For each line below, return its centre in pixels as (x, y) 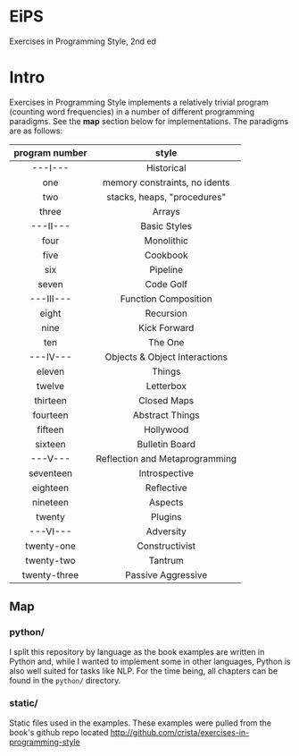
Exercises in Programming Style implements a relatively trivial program (139, 102)
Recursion (166, 313)
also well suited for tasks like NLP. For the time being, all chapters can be (144, 671)
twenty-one (50, 546)
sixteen (50, 444)
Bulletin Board (166, 444)
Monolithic (166, 241)
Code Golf (166, 284)
